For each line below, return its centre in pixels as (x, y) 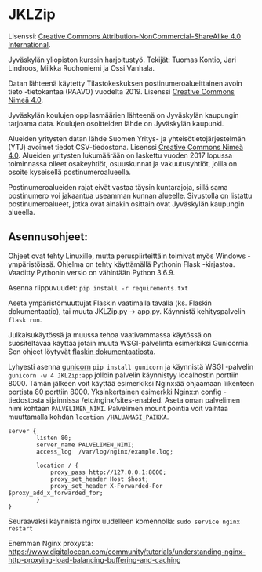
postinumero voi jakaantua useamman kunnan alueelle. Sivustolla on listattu (130, 195)
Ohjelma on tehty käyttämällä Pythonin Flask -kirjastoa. (146, 264)
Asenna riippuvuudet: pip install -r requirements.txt (98, 287)
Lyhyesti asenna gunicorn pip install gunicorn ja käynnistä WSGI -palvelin (131, 366)
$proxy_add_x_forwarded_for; (56, 493)
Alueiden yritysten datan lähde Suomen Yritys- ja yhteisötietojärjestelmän (127, 138)
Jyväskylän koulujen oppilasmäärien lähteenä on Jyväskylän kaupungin (124, 115)
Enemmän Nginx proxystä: (51, 543)
